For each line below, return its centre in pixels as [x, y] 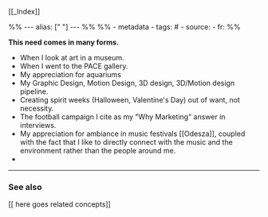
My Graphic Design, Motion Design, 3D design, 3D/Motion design [127, 83]
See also [25, 187]
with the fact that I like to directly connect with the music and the [126, 142]
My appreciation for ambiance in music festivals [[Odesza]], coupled [132, 134]
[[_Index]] [24, 12]
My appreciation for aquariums [71, 74]
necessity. [37, 108]
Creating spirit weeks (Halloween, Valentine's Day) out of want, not [130, 100]
